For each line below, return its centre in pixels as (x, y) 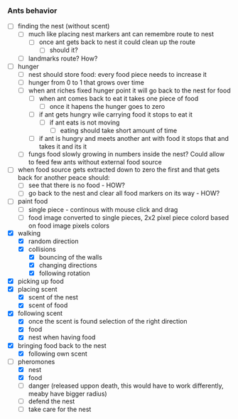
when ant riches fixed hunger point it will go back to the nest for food (129, 90)
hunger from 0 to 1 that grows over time (86, 82)
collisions (42, 249)
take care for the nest (60, 409)
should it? (64, 50)
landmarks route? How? (63, 58)
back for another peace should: (64, 178)
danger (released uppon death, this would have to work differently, (126, 386)
